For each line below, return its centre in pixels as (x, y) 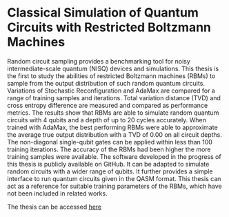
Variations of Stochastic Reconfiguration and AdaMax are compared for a (111, 91)
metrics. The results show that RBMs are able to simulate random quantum (113, 113)
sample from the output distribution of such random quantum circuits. (106, 83)
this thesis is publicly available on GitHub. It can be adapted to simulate (108, 164)
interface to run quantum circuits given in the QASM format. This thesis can (114, 178)
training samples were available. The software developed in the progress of (114, 156)
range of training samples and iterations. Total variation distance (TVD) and (114, 97)
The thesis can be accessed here (54, 207)
